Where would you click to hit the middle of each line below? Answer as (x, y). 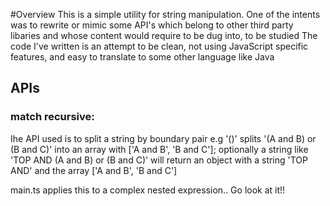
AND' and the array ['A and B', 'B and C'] (94, 170)
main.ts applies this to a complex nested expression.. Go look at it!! (148, 190)
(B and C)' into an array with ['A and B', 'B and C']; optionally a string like (159, 149)
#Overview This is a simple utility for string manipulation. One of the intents (165, 14)
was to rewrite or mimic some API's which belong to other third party (152, 25)
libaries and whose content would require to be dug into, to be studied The (164, 35)
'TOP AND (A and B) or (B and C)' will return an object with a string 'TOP (159, 160)
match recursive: (52, 117)
